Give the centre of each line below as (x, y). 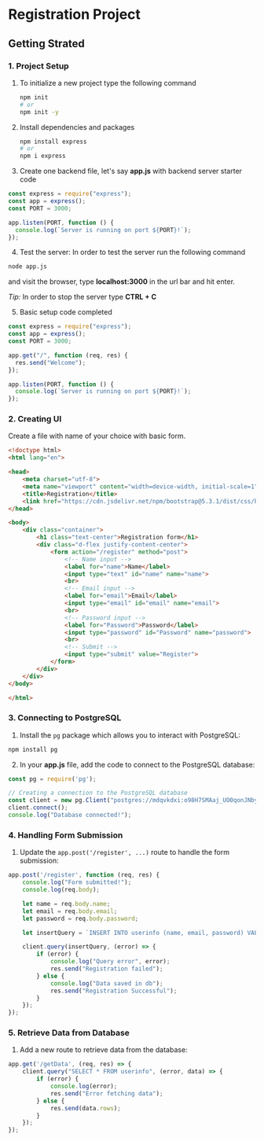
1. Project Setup (38, 66)
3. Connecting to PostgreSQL (65, 718)
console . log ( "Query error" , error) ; (110, 962)
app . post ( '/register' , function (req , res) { (84, 875)
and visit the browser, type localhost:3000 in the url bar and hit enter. (122, 282)
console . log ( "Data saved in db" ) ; (106, 983)
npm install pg (33, 749)
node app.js (27, 267)
